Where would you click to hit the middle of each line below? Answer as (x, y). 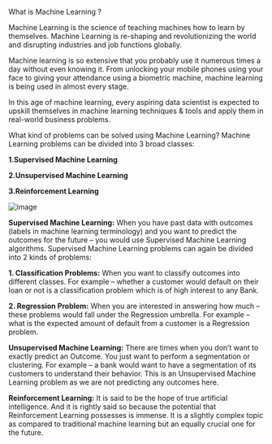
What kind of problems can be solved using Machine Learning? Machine (130, 135)
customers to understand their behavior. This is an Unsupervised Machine (132, 374)
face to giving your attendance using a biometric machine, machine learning (136, 78)
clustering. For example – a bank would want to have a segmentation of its (133, 365)
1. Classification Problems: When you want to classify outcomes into (124, 273)
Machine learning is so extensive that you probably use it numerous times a (135, 61)
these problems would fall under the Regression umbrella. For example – (129, 315)
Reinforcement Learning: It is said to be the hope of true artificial (118, 398)
